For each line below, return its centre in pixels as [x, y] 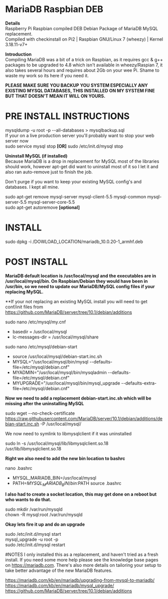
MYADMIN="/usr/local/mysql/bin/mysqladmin [59, 372]
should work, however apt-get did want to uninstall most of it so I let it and [82, 166]
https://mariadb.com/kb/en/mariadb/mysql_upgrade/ [60, 585]
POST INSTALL [37, 262]
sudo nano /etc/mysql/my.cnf [36, 322]
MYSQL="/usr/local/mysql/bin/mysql [50, 362]
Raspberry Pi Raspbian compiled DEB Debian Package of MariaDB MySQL [82, 28]
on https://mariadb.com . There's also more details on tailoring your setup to [83, 565]
